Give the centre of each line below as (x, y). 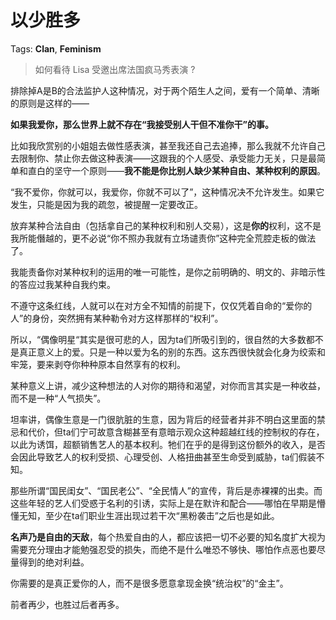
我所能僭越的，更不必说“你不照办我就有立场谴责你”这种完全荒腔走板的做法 (163, 238)
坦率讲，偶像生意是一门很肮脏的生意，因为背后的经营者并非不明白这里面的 (163, 419)
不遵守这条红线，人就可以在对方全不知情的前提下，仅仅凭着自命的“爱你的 (161, 305)
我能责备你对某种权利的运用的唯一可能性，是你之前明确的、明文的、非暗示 (163, 272)
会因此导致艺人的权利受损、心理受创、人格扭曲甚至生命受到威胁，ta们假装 (163, 457)
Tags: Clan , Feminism (56, 48)
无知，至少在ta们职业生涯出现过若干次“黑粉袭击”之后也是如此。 (149, 515)
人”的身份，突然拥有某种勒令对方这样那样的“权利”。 (117, 318)
